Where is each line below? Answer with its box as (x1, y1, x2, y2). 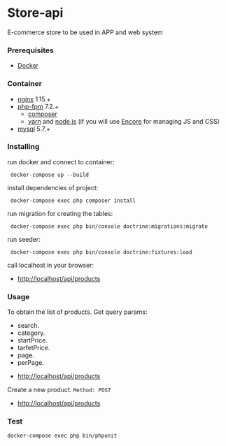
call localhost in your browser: (7, 261, 94, 269)
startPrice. (17, 336, 48, 345)
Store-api (7, 5, 64, 21)
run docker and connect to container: (7, 157, 115, 166)
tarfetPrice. (17, 344, 50, 352)
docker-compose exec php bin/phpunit (7, 432, 118, 440)
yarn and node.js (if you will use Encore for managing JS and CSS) (27, 117, 220, 125)
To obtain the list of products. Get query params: (7, 308, 148, 316)
